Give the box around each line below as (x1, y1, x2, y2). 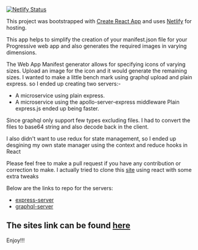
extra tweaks (6, 173, 39, 180)
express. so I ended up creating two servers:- (6, 80, 121, 87)
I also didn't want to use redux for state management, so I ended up (6, 135, 177, 142)
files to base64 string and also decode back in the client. (6, 123, 149, 130)
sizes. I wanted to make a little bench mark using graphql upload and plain (6, 74, 193, 80)
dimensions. (6, 49, 37, 56)
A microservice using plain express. (15, 92, 105, 99)
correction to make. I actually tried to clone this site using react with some (6, 166, 192, 173)
